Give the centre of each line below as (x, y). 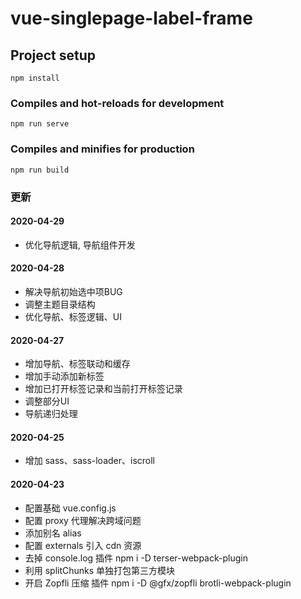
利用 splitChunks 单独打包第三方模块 (100, 570)
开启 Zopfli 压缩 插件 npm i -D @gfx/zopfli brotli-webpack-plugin (158, 583)
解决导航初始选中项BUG (73, 291)
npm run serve (40, 124)
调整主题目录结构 (60, 304)
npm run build (40, 170)
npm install (35, 78)
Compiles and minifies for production (102, 149)
